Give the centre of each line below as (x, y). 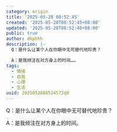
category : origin (27, 11)
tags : (13, 66)
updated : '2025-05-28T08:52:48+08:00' (53, 28)
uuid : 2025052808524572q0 (37, 93)
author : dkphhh (25, 39)
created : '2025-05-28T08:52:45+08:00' (53, 22)
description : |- (26, 45)
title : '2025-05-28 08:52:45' (43, 17)
